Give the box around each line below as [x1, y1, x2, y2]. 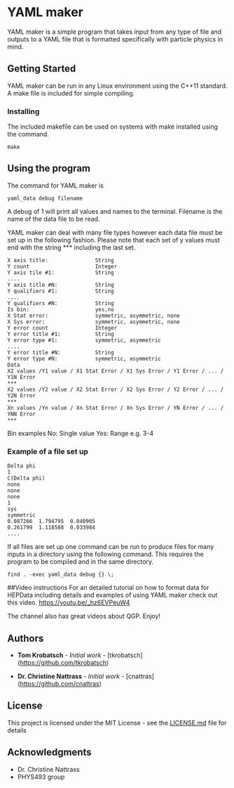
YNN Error [7, 411, 36, 418]
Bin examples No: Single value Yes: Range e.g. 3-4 [7, 429, 154, 437]
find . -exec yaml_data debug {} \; [7, 571, 114, 579]
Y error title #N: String [7, 349, 114, 356]
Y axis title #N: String [7, 281, 114, 288]
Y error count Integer [7, 324, 118, 331]
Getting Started [7, 63, 76, 75]
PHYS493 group [17, 773, 65, 781]
